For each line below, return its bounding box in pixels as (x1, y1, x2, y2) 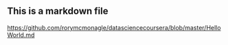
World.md (7, 31, 35, 39)
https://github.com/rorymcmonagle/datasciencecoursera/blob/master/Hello (7, 23, 221, 31)
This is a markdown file (7, 5, 109, 17)
